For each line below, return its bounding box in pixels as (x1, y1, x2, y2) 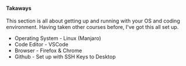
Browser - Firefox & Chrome (14, 47, 82, 54)
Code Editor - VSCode (14, 41, 68, 48)
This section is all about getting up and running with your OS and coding (6, 17, 180, 24)
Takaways (6, 5, 32, 12)
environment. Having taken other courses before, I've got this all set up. (6, 24, 179, 31)
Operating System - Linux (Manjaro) (14, 35, 101, 42)
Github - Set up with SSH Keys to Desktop (14, 53, 116, 60)
